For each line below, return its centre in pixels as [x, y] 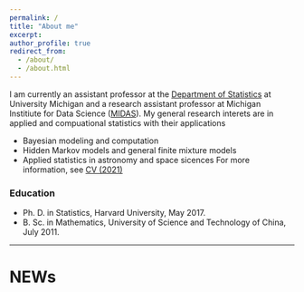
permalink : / [34, 18]
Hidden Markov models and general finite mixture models [129, 150]
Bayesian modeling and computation [90, 141]
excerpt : [26, 34]
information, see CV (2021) [73, 170]
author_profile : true [50, 43]
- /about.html [44, 69]
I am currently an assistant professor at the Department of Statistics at [140, 94]
